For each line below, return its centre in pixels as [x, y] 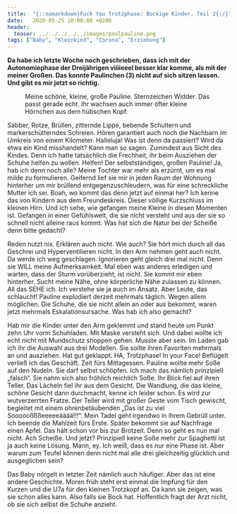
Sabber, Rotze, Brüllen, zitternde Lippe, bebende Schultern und [99, 125]
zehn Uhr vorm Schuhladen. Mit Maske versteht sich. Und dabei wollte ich [115, 333]
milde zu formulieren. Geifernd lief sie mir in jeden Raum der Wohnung [109, 178]
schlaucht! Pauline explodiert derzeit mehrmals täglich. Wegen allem [107, 297]
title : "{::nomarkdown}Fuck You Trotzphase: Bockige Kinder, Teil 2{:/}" [120, 14]
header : [19, 27]
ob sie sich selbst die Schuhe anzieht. [62, 504]
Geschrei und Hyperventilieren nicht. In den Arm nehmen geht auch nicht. [115, 252]
